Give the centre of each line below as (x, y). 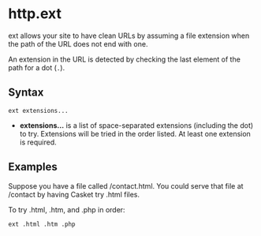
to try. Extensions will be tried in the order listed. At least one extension (135, 133)
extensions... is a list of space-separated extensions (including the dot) (136, 125)
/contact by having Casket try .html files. (74, 194)
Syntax (26, 93)
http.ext (35, 14)
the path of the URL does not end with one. (78, 43)
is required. (38, 142)
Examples (33, 167)
